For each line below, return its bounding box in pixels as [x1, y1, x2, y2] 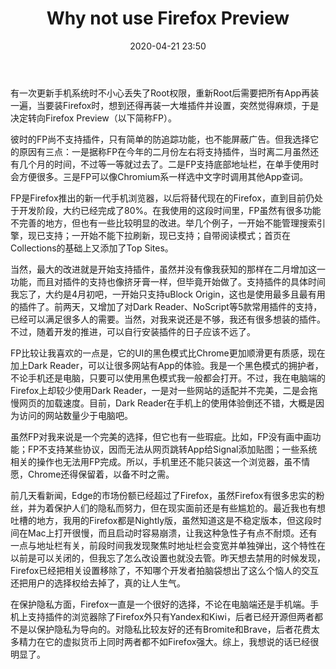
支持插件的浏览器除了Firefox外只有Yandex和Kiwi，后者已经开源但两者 [27, 610, 315, 622]
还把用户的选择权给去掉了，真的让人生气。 [10, 577, 186, 589]
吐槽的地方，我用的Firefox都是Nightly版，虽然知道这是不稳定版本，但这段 [10, 514, 314, 526]
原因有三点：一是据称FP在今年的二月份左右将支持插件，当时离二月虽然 [18, 145, 311, 157]
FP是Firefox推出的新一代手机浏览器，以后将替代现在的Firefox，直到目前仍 [10, 192, 315, 204]
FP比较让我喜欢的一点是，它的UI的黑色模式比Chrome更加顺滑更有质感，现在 [10, 347, 326, 359]
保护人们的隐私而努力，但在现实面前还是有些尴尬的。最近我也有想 [53, 502, 326, 514]
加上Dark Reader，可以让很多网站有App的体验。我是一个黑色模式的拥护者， [10, 359, 324, 371]
